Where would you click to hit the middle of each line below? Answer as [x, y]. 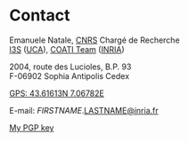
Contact [40, 16]
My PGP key [32, 127]
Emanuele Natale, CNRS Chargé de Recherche [94, 40]
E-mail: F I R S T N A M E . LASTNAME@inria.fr [84, 110]
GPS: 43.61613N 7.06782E [57, 93]
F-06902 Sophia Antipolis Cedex [70, 75]
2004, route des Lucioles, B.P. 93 [70, 67]
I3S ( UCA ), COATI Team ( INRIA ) [67, 49]
